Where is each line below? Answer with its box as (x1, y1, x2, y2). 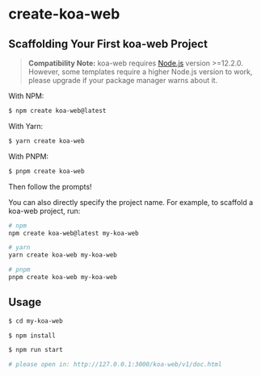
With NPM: (8, 91, 44, 101)
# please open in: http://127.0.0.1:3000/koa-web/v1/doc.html (8, 361, 222, 369)
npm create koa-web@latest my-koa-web (8, 229, 139, 237)
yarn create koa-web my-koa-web (8, 251, 117, 259)
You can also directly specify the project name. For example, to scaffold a (8, 197, 254, 207)
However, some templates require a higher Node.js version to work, (27, 67, 253, 77)
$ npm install (8, 332, 57, 340)
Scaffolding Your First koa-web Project (8, 37, 208, 51)
